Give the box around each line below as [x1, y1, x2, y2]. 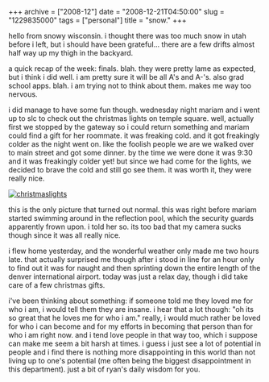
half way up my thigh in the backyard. [8, 48, 134, 57]
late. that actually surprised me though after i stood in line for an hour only [8, 255, 255, 264]
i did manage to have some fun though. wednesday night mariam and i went [8, 105, 260, 114]
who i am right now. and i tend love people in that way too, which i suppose [8, 330, 258, 339]
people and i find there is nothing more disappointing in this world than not [8, 347, 256, 357]
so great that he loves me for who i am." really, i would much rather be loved [8, 313, 261, 322]
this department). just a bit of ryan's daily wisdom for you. [8, 364, 201, 374]
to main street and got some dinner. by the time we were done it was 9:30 [8, 148, 253, 157]
